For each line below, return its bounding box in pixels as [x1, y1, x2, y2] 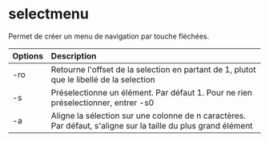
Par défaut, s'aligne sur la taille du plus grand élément [50, 120, 254, 131]
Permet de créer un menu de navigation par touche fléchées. [8, 31, 210, 41]
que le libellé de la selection [50, 74, 155, 85]
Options [12, 50, 44, 61]
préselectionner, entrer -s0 [50, 97, 155, 108]
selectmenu [8, 5, 90, 23]
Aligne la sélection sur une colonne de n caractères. [50, 110, 247, 121]
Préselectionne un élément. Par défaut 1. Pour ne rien [50, 87, 253, 98]
